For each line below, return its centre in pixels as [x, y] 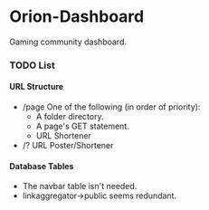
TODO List [33, 65]
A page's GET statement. [82, 126]
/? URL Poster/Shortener [68, 146]
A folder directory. [70, 117]
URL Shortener [64, 136]
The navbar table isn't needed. [80, 186]
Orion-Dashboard [77, 17]
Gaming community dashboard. [68, 42]
